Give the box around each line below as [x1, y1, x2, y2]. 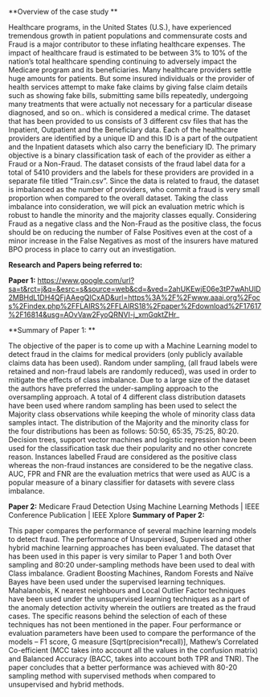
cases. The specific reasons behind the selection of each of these [8, 611, 227, 621]
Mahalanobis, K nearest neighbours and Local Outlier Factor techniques [8, 586, 247, 595]
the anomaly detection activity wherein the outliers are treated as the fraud [8, 603, 256, 612]
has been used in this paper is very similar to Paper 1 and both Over [8, 551, 232, 561]
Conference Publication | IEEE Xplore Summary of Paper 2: [8, 510, 205, 519]
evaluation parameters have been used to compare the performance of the [8, 629, 256, 638]
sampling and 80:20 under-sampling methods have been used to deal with [8, 560, 256, 569]
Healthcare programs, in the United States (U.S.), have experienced [8, 23, 231, 31]
